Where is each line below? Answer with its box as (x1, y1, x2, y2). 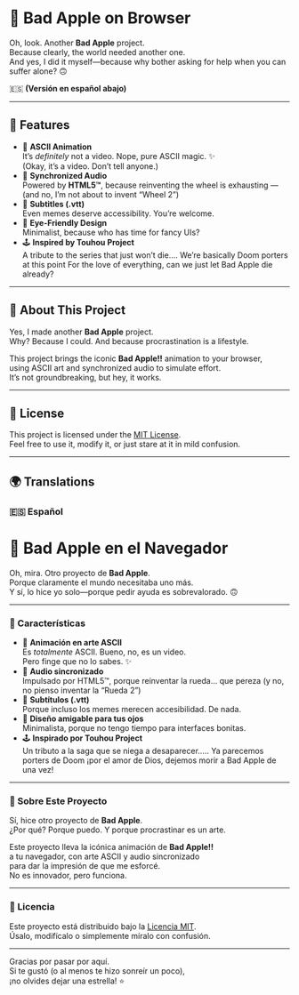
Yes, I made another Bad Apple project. (9, 326, 154, 337)
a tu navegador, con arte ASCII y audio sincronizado (9, 851, 200, 862)
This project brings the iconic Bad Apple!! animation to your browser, (9, 353, 263, 364)
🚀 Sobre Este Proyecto (9, 795, 108, 807)
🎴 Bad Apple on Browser (9, 8, 191, 28)
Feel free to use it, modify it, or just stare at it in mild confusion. (9, 439, 241, 450)
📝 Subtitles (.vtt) (21, 198, 85, 209)
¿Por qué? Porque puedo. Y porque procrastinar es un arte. (9, 824, 227, 835)
